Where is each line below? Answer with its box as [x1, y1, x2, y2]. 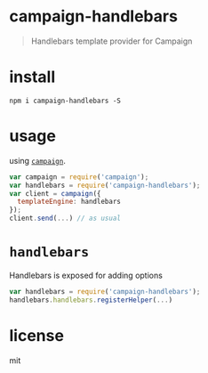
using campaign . [9, 155, 67, 166]
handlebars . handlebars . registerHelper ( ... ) [9, 296, 173, 304]
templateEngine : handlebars [17, 198, 122, 207]
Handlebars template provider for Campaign [30, 36, 193, 46]
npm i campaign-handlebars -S [9, 96, 122, 105]
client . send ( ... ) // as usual [9, 214, 122, 223]
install [9, 67, 56, 87]
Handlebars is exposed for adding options [9, 270, 163, 280]
